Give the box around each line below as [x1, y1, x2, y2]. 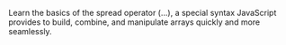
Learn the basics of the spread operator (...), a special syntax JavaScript [8, 8, 277, 18]
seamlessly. [8, 26, 52, 36]
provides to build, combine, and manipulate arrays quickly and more [8, 17, 261, 27]
